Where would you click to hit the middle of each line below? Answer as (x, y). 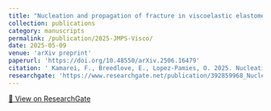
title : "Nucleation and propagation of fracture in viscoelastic (120, 16)
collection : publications (52, 23)
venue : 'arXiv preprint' (50, 53)
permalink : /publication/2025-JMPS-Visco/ (81, 38)
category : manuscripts (46, 31)
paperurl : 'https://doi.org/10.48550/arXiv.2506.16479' (104, 61)
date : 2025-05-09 (38, 46)
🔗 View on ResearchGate (50, 98)
